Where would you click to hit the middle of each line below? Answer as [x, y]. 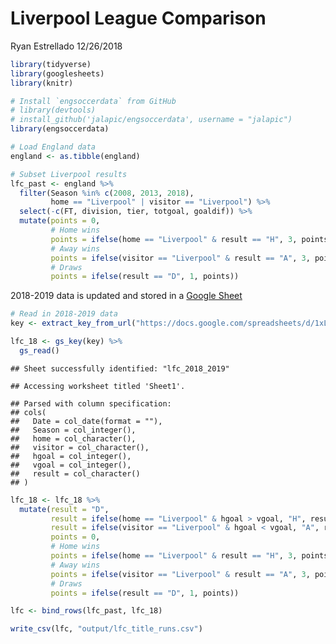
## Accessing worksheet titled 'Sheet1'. [98, 386]
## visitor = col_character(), [80, 447]
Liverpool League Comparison [138, 18]
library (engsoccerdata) [60, 129]
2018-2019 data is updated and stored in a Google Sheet [126, 296]
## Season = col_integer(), [73, 430]
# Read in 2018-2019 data [64, 314]
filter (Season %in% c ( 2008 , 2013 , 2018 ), [107, 193]
